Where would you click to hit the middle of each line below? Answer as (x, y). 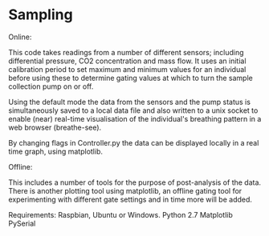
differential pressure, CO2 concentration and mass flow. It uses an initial (127, 61)
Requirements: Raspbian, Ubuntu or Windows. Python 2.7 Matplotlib (120, 214)
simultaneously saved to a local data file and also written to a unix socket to (133, 110)
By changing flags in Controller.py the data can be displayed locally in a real (134, 142)
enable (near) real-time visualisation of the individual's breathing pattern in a (135, 118)
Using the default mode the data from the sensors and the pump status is (130, 102)
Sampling (41, 15)
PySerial (22, 223)
